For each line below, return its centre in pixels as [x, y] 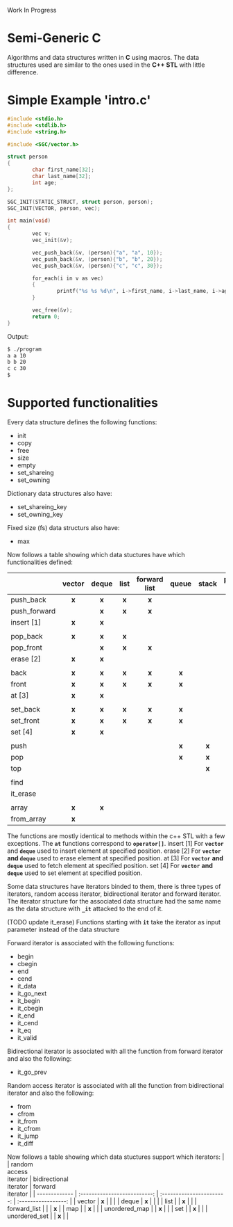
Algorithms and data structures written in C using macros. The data [103, 57]
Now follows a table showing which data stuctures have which [96, 554]
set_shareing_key [42, 506]
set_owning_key [40, 514]
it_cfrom [29, 1128]
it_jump [28, 1136]
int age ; [45, 183]
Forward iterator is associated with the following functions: [91, 943]
